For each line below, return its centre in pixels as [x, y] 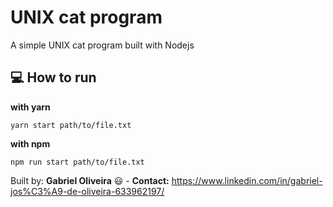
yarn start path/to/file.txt [71, 125]
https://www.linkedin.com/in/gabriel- [247, 180]
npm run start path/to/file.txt [77, 162]
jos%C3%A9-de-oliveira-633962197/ [87, 191]
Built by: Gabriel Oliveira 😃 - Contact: [90, 180]
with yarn [30, 107]
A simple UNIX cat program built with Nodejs [102, 45]
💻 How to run [53, 77]
